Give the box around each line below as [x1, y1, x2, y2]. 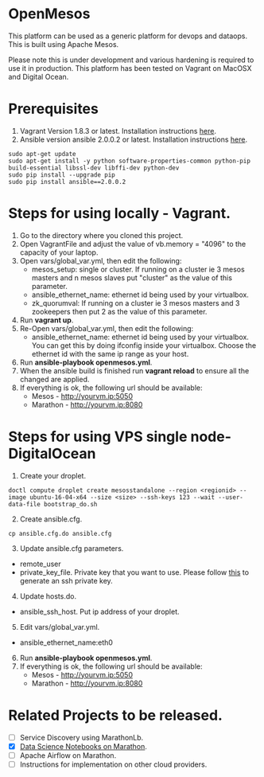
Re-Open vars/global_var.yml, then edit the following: [19, 323, 194, 333]
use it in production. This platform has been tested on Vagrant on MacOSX [8, 63, 252, 72]
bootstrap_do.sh [43, 500, 98, 508]
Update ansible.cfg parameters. [19, 543, 124, 553]
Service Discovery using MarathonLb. [19, 732, 144, 742]
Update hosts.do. [19, 591, 77, 601]
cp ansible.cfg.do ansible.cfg [8, 529, 112, 537]
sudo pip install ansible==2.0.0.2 [8, 178, 126, 185]
